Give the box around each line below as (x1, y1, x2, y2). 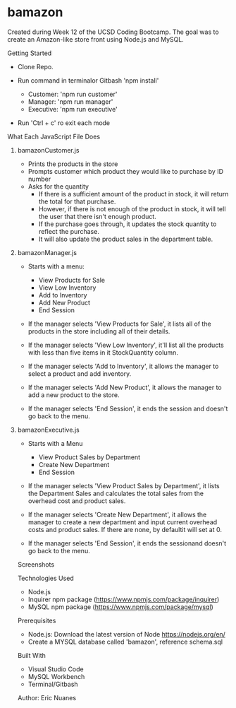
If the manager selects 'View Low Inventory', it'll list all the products (27, 341, 224, 349)
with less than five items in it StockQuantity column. (27, 348, 178, 357)
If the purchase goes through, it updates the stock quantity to (38, 220, 217, 228)
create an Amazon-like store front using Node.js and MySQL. (7, 35, 185, 43)
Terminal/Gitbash (27, 680, 79, 688)
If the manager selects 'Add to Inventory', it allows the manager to (27, 362, 219, 370)
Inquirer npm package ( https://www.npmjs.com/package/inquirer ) (27, 595, 220, 603)
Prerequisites (17, 616, 56, 625)
